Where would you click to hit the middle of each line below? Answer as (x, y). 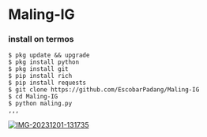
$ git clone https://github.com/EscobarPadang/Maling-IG (104, 90)
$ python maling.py (40, 104)
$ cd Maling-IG (33, 97)
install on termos (41, 39)
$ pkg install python (44, 62)
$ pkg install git (38, 69)
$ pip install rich (40, 76)
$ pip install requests (47, 83)
